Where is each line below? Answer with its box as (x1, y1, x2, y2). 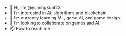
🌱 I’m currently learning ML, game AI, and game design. (9, 15, 122, 20)
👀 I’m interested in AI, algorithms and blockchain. (9, 10, 108, 16)
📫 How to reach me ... (9, 26, 55, 31)
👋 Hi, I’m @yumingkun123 (9, 5, 61, 10)
